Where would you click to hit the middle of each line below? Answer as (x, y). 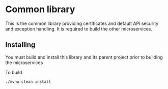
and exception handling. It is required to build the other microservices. (79, 28)
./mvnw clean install (28, 82)
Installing (20, 45)
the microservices (24, 63)
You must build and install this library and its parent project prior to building (84, 57)
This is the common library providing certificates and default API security (82, 23)
